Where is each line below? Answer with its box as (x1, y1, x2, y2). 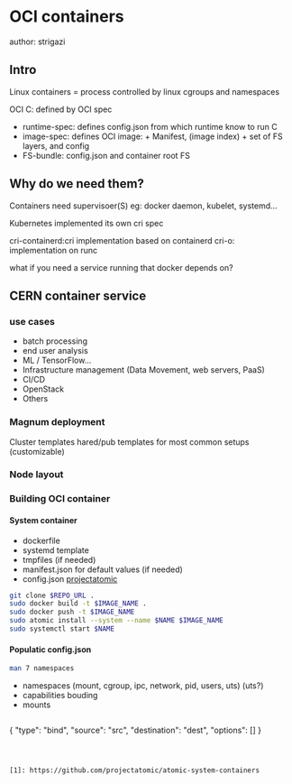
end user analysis (22, 346, 88, 356)
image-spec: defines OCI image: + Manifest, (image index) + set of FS (22, 131, 283, 142)
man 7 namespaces (9, 664, 75, 673)
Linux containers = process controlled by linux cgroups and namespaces (9, 86, 280, 97)
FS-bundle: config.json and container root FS (22, 150, 191, 161)
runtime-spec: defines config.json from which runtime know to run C (22, 121, 278, 132)
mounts (22, 699, 51, 710)
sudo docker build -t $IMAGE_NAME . (9, 599, 147, 608)
